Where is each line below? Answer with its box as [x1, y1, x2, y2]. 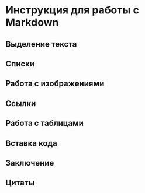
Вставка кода [5, 138, 58, 148]
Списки [5, 59, 35, 69]
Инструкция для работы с [5, 3, 140, 17]
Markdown [5, 16, 59, 29]
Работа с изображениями [5, 79, 105, 89]
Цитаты [5, 178, 35, 188]
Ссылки [5, 99, 36, 108]
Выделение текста [5, 39, 77, 49]
